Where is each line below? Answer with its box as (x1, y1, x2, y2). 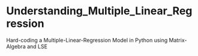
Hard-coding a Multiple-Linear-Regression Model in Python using (6, 36, 168, 43)
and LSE (26, 43, 48, 50)
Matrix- (169, 36, 187, 43)
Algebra (6, 43, 26, 50)
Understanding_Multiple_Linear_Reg (6, 4, 193, 18)
